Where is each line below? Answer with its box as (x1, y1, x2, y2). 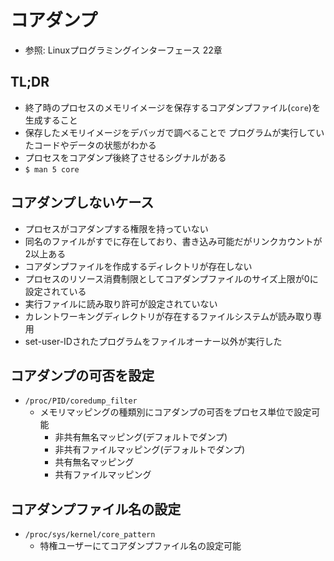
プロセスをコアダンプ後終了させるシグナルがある (24, 151, 227, 163)
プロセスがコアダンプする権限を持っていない (24, 222, 209, 235)
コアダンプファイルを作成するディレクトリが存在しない (24, 260, 253, 272)
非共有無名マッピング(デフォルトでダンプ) (54, 431, 228, 443)
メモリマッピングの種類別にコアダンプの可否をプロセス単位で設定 (39, 406, 312, 418)
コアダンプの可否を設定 (10, 367, 155, 384)
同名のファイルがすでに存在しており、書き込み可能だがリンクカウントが (24, 235, 323, 247)
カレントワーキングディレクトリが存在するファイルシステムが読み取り (24, 310, 313, 322)
